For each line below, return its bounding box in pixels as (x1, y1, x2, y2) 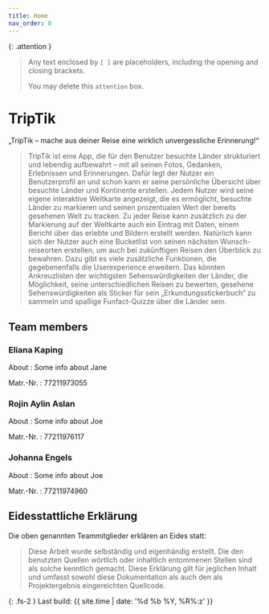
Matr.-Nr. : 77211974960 (8, 486, 88, 496)
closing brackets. (27, 65, 86, 75)
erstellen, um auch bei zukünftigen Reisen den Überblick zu (63, 245, 261, 255)
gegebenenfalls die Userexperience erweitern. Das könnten (27, 262, 226, 272)
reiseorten (27, 245, 63, 255)
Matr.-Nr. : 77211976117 (8, 432, 84, 442)
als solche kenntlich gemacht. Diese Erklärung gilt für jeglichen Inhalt (27, 563, 257, 573)
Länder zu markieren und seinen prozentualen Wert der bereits (27, 203, 237, 212)
